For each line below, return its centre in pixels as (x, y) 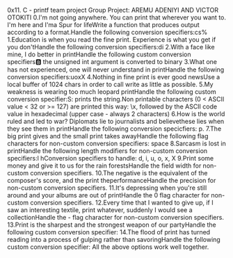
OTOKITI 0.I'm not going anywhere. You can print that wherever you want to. (117, 17)
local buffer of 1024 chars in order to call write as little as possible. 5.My (110, 84)
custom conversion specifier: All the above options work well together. (108, 247)
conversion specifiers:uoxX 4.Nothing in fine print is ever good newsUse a (114, 77)
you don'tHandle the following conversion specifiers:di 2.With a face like (111, 47)
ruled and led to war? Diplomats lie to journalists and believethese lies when (116, 121)
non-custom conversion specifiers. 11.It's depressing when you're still (107, 188)
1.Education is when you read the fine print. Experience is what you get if (112, 40)
